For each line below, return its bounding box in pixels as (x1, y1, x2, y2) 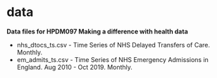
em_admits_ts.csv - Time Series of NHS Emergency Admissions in (16, 55, 209, 63)
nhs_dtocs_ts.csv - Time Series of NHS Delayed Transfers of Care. (16, 40, 211, 49)
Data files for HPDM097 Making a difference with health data (6, 27, 188, 36)
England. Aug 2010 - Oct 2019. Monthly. (16, 63, 133, 71)
